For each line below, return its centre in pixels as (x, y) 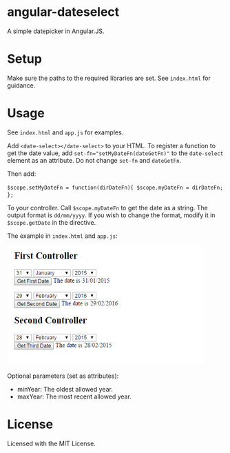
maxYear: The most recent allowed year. (74, 396)
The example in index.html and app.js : (62, 236)
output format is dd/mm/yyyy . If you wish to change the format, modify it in (111, 215)
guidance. (21, 85)
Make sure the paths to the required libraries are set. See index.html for (109, 78)
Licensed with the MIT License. (52, 443)
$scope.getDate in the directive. (52, 222)
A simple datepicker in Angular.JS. (56, 31)
